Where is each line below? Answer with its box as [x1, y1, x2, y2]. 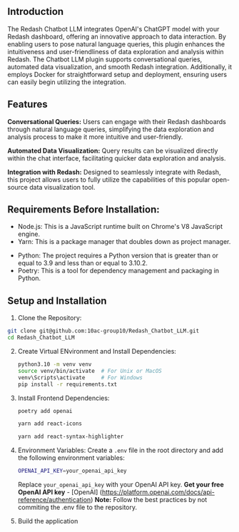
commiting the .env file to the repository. [17, 503, 138, 511]
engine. [17, 230, 41, 238]
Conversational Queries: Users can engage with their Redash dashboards [7, 117, 226, 126]
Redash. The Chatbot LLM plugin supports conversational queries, [7, 55, 203, 63]
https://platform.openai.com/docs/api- [101, 488, 215, 496]
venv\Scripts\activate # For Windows [17, 374, 143, 381]
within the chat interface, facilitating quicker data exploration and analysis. [7, 153, 226, 163]
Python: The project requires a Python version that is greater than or [17, 251, 219, 260]
